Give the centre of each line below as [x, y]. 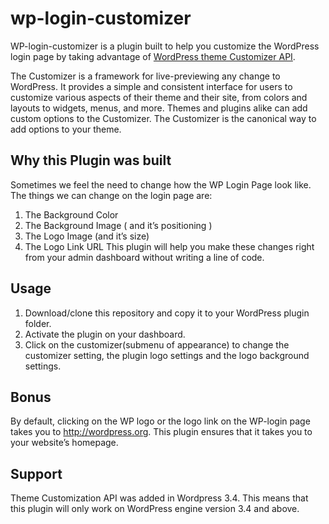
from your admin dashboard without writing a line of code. [144, 257]
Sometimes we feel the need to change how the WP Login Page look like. [161, 184]
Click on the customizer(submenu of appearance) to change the [157, 344]
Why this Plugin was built [91, 160]
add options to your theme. [66, 129]
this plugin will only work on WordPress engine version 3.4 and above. [155, 509]
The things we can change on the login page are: [111, 195]
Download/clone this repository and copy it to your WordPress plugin [167, 313]
